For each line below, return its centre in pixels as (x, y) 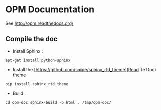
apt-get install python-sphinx (38, 60)
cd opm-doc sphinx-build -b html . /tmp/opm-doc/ (58, 102)
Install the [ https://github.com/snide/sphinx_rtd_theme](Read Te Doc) (85, 69)
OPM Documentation (50, 9)
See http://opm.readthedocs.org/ (39, 23)
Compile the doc (31, 39)
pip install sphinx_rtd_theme (37, 84)
